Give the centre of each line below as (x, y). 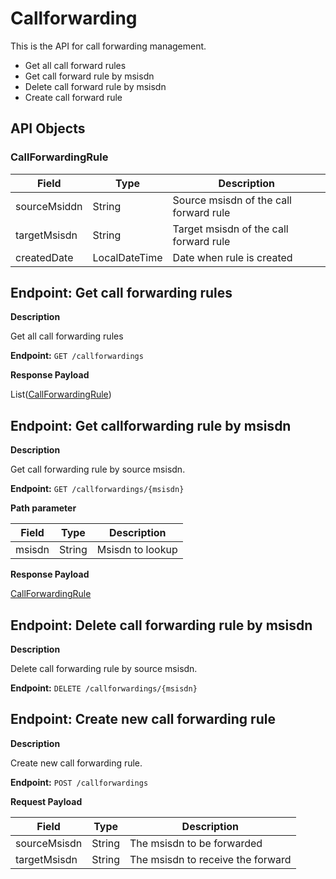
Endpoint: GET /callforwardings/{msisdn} (97, 489)
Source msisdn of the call (232, 200)
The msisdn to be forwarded (196, 843)
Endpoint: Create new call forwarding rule (143, 719)
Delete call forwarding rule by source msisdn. (104, 669)
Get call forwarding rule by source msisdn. (98, 469)
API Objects (48, 128)
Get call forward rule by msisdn (89, 76)
